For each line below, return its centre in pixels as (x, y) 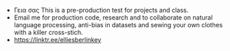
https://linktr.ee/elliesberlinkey (57, 40)
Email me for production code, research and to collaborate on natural (113, 17)
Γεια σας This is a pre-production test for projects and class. (101, 10)
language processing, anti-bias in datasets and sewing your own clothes (118, 25)
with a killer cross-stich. (48, 32)
